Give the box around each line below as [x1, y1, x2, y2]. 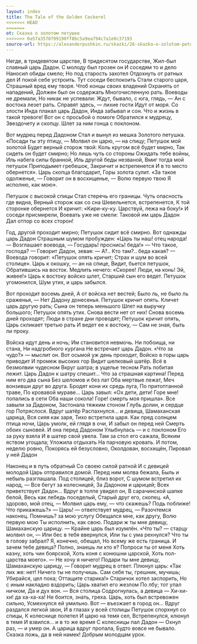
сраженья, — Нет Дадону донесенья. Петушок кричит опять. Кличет [6, 296, 179, 303]
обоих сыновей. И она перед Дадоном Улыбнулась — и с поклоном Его [6, 426, 186, 433]
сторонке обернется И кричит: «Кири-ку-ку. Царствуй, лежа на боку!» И [6, 205, 189, 212]
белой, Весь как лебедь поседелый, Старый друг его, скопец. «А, [6, 494, 171, 501]
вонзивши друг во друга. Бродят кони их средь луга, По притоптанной [6, 382, 184, 389]
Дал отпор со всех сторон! [6, 217, 74, 224]
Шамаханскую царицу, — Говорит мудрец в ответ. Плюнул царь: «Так [6, 562, 182, 569]
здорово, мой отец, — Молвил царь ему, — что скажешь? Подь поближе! [6, 500, 191, 507]
